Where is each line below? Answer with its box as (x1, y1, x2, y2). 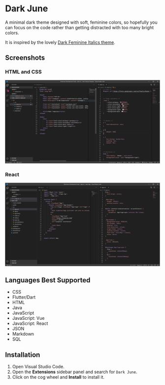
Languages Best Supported (5, 276, 91, 284)
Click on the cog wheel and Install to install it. (12, 374, 105, 380)
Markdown (12, 331, 34, 337)
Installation (5, 350, 40, 359)
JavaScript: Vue (12, 315, 45, 321)
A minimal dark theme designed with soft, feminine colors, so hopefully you (5, 19, 158, 25)
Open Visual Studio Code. (12, 363, 65, 369)
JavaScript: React (12, 320, 48, 326)
